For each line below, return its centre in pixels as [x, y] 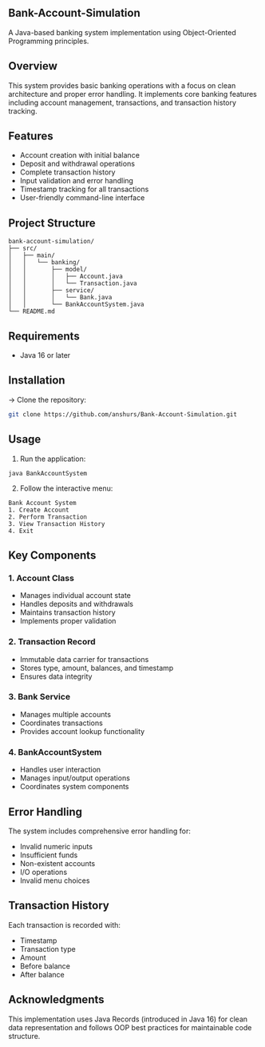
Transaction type [47, 949]
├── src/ [23, 249]
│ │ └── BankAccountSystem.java [77, 305]
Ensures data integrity [56, 676]
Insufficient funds [49, 855]
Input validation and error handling [77, 181]
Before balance [45, 966]
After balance [42, 974]
